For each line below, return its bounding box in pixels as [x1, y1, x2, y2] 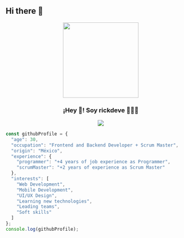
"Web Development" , [16, 181, 66, 187]
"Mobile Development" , [16, 187, 74, 193]
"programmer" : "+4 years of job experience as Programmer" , [16, 159, 171, 165]
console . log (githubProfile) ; [5, 226, 79, 232]
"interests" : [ [11, 176, 49, 182]
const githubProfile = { [5, 131, 68, 137]
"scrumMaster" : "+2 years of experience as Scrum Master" [16, 164, 165, 171]
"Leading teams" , [16, 204, 60, 210]
